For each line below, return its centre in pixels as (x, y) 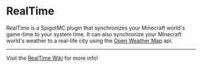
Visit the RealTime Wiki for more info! (52, 58)
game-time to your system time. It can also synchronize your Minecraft (94, 34)
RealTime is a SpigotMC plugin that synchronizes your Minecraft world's (96, 28)
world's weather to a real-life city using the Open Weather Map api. (90, 40)
